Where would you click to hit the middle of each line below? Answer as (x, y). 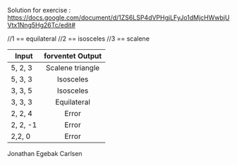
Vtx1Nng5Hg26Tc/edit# (42, 25)
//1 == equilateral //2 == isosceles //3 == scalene (79, 39)
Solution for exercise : (39, 10)
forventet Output (73, 56)
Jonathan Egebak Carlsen (45, 153)
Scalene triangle (73, 68)
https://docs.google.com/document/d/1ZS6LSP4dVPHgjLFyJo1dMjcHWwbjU (119, 18)
